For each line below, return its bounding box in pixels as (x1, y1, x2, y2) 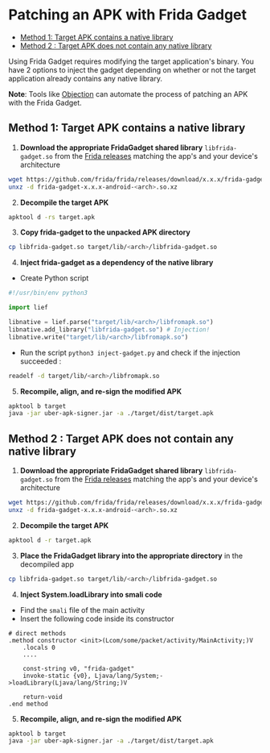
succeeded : (19, 356, 62, 366)
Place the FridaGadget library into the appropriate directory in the (19, 551, 243, 560)
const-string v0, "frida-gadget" (22, 664, 135, 672)
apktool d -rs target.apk (8, 213, 95, 221)
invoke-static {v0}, (22, 672, 92, 680)
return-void (22, 693, 63, 701)
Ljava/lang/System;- (94, 672, 163, 680)
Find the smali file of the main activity (19, 605, 145, 614)
